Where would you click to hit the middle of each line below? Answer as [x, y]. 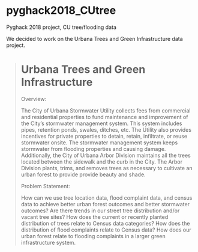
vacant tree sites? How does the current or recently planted [94, 217]
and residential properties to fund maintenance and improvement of [104, 117]
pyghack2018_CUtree [61, 11]
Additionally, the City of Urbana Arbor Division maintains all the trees [106, 155]
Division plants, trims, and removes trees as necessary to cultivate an [107, 168]
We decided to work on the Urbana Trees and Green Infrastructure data [94, 38]
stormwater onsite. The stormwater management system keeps [99, 143]
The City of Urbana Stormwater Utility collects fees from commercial [106, 110]
